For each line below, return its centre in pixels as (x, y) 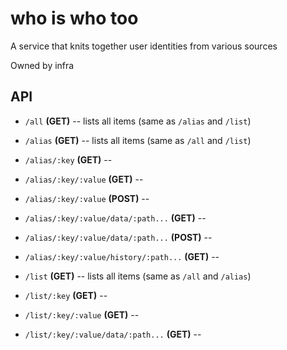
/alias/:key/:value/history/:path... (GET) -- (122, 256)
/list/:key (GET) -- (66, 295)
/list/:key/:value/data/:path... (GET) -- (113, 334)
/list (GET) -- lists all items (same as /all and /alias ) (138, 276)
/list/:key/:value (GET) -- (82, 314)
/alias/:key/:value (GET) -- (84, 179)
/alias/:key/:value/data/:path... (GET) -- (115, 218)
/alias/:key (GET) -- (68, 159)
